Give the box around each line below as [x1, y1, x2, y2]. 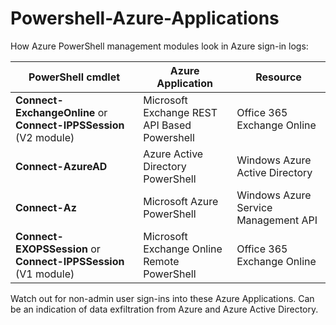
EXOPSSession [15, 242, 88, 256]
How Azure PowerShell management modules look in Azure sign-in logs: [10, 40, 309, 52]
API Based [143, 118, 192, 132]
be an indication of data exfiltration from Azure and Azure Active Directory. [10, 303, 319, 315]
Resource [255, 70, 302, 84]
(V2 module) [15, 130, 75, 144]
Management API [236, 213, 318, 227]
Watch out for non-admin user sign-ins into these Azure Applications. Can [10, 292, 315, 304]
